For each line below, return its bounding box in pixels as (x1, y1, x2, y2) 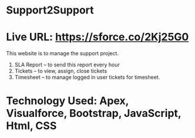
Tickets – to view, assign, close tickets (14, 68, 107, 75)
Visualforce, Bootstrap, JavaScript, (6, 107, 181, 120)
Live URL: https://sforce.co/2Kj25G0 (6, 31, 189, 44)
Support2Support (6, 4, 94, 17)
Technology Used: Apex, (6, 95, 129, 107)
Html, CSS (6, 119, 57, 133)
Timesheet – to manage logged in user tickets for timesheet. (14, 74, 160, 81)
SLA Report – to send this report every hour (14, 61, 120, 68)
